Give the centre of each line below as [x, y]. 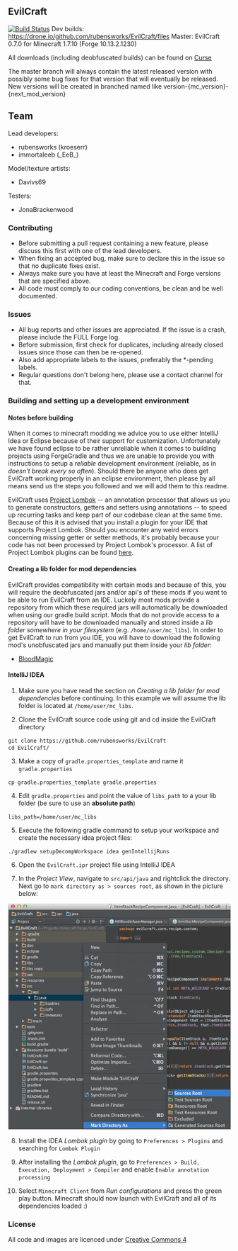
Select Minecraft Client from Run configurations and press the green [120, 1191]
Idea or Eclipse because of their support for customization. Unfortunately [114, 441]
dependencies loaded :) [53, 1206]
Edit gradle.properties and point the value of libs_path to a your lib [117, 795]
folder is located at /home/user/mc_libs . [76, 705]
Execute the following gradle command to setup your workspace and [119, 830]
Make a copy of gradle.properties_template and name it [101, 761]
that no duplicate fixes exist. [59, 266]
